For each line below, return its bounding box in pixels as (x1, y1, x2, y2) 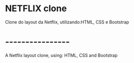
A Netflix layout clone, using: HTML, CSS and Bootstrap (5, 52, 118, 58)
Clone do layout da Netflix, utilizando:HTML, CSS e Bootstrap (5, 19, 130, 25)
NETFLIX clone (5, 3, 67, 14)
